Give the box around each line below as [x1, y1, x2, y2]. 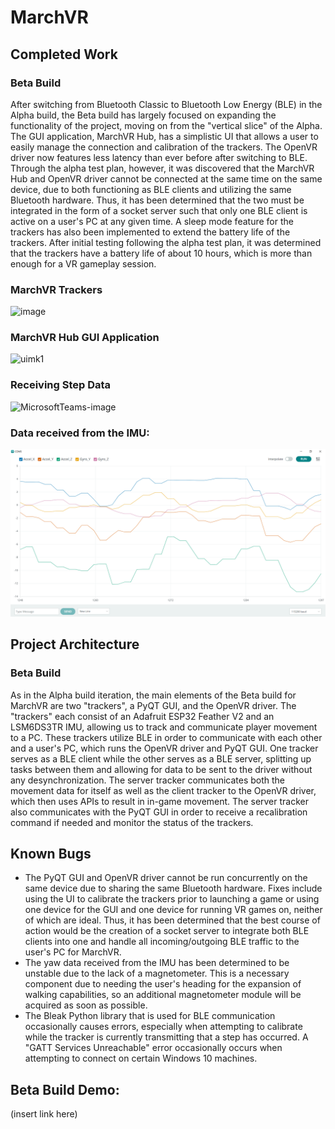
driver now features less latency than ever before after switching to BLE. [10, 151, 308, 163]
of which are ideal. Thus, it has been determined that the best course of [24, 914, 321, 926]
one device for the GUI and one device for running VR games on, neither [24, 904, 323, 916]
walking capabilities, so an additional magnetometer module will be [24, 989, 302, 1001]
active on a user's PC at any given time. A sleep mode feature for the [10, 215, 294, 227]
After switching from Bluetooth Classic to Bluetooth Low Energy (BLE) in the [10, 98, 323, 110]
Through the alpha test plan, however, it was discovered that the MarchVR [10, 162, 315, 174]
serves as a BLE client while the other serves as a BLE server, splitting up [10, 752, 312, 765]
